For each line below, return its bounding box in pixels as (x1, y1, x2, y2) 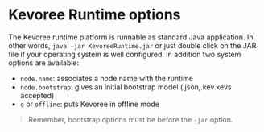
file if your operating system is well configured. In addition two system (8, 49, 241, 59)
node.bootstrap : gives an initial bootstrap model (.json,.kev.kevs (19, 82, 232, 92)
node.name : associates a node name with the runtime (19, 73, 193, 83)
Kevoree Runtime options (8, 6, 181, 24)
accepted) (19, 90, 55, 100)
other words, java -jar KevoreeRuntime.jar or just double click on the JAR (8, 40, 257, 50)
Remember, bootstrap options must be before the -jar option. (27, 114, 233, 124)
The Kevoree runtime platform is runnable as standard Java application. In (8, 32, 254, 42)
